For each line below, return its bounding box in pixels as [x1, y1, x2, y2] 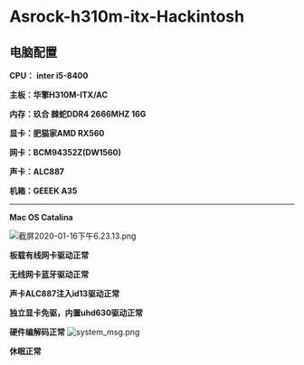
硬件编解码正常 [9, 327, 65, 337]
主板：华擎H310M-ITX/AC [9, 89, 109, 100]
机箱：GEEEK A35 [9, 185, 78, 196]
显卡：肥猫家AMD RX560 [9, 128, 105, 138]
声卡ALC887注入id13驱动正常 [9, 288, 120, 299]
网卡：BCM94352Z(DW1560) [9, 147, 122, 157]
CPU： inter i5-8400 [9, 70, 89, 80]
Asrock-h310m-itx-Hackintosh [9, 6, 245, 27]
